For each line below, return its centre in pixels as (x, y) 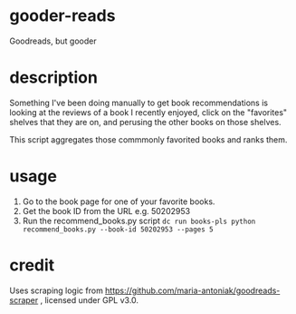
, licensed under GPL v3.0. (89, 299)
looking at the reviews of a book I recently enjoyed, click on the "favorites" (148, 112)
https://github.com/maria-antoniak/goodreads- (193, 290)
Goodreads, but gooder (53, 41)
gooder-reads (62, 16)
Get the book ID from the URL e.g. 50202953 (106, 211)
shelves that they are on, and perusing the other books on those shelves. (146, 122)
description (53, 78)
